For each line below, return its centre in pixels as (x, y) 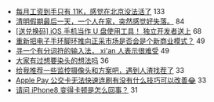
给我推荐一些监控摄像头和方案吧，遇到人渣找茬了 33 (100, 70)
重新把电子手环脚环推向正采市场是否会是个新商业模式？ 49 (110, 41)
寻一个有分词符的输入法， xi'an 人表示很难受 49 (92, 51)
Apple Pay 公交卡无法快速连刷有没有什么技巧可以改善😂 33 (111, 80)
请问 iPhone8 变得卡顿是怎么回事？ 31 (77, 90)
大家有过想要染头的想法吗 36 (62, 60)
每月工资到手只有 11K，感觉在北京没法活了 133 (90, 11)
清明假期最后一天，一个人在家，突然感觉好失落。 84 (100, 21)
